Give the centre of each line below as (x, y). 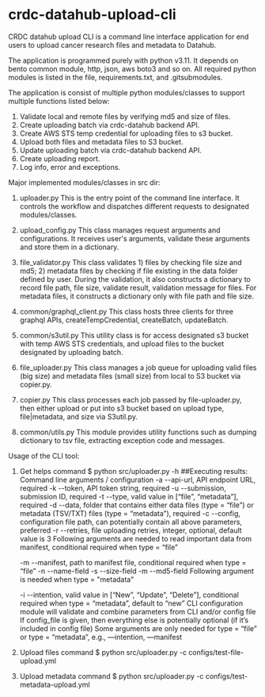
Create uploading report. (60, 158)
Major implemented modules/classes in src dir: (84, 182)
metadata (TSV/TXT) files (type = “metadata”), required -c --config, (130, 513)
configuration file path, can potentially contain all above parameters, (131, 522)
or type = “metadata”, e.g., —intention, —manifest (101, 637)
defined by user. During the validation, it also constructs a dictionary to (135, 279)
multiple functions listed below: (59, 101)
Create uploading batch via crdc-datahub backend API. (110, 125)
